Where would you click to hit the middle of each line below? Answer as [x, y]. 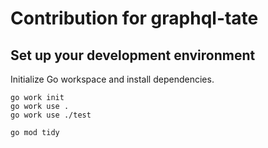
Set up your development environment [133, 55]
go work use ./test [51, 115]
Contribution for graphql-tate [134, 18]
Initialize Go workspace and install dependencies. [112, 79]
